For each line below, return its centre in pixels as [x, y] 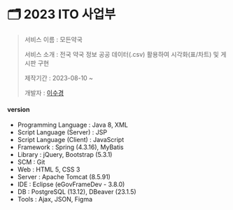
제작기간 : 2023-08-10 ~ [58, 78]
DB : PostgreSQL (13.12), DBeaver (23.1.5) [77, 192]
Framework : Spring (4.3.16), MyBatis [70, 147]
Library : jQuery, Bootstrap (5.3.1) [65, 155]
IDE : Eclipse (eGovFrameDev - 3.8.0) [71, 184]
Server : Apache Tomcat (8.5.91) [64, 177]
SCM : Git [31, 162]
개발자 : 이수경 [44, 92]
